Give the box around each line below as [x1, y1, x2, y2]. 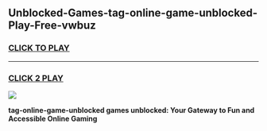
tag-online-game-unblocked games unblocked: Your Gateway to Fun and [8, 105, 255, 114]
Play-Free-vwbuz [8, 19, 97, 33]
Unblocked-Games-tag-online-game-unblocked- [8, 6, 258, 20]
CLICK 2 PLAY [8, 72, 64, 83]
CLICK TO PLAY [8, 43, 70, 54]
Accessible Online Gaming [8, 114, 98, 123]
